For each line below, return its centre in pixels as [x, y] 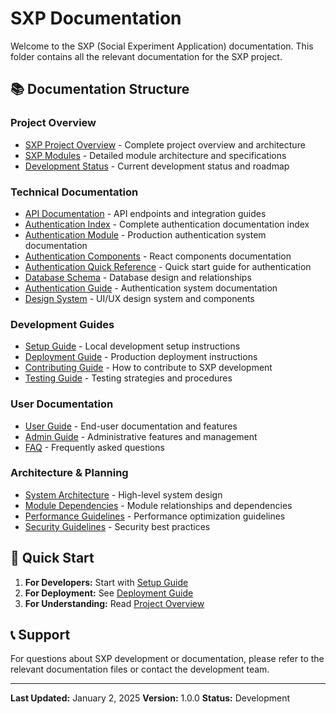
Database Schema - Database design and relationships [138, 277]
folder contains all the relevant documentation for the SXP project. [146, 56]
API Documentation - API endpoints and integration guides [145, 213]
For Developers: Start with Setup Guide [106, 582]
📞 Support [40, 635]
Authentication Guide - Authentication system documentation [151, 288]
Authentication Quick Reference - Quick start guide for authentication [168, 266]
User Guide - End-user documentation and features [131, 426]
